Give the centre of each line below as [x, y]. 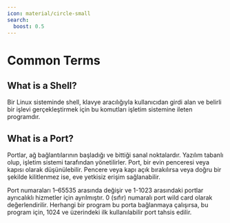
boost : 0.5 [29, 26]
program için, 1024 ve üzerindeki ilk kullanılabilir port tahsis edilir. [100, 212]
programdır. [24, 117]
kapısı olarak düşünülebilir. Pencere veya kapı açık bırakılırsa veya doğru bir [114, 170]
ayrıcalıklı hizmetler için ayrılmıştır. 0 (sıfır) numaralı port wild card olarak [110, 198]
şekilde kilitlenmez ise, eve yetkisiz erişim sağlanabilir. [84, 177]
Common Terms [54, 60]
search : [18, 20]
